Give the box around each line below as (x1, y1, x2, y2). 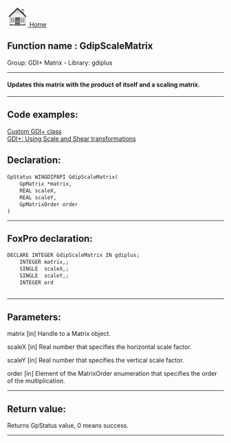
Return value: (7, 403, 67, 415)
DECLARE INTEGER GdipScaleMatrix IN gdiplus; (7, 252, 140, 259)
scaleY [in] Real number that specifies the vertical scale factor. (7, 356, 184, 365)
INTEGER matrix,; (19, 259, 69, 266)
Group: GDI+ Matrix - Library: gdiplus (7, 58, 113, 67)
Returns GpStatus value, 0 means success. (7, 422, 129, 430)
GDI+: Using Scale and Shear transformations (7, 134, 136, 143)
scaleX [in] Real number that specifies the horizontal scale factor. (7, 343, 192, 351)
